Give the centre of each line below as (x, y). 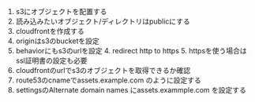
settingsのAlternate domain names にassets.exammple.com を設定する (131, 90)
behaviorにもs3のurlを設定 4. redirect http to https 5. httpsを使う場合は (131, 51)
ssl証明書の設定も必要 (51, 60)
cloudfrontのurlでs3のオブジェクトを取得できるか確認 (103, 70)
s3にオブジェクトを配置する (61, 11)
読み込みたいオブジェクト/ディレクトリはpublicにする (103, 21)
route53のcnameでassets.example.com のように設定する (108, 80)
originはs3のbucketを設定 (58, 41)
